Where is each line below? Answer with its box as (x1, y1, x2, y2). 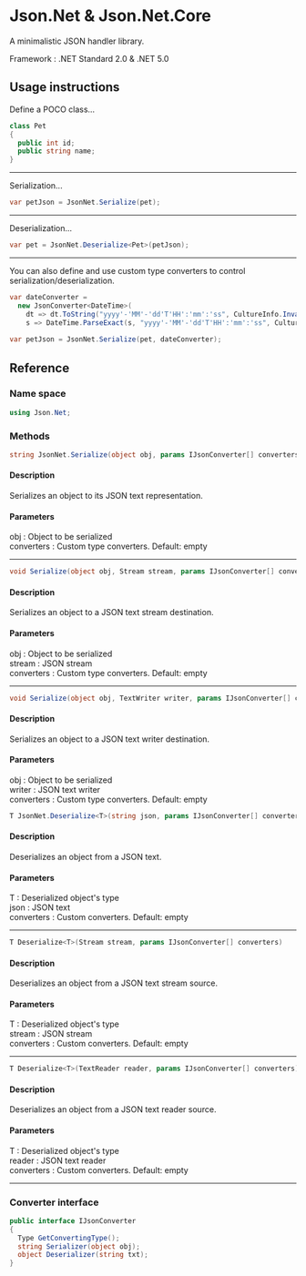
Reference (9, 360, 70, 376)
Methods (9, 430, 50, 442)
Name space (9, 388, 66, 400)
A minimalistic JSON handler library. (9, 35, 145, 46)
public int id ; (17, 138, 76, 147)
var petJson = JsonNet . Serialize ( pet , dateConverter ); (9, 335, 222, 344)
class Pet (9, 121, 47, 130)
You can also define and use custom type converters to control (9, 265, 246, 276)
